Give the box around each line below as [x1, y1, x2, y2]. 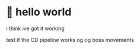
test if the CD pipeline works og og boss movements [6, 36, 135, 43]
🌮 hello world [6, 5, 72, 19]
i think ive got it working [6, 25, 65, 32]
